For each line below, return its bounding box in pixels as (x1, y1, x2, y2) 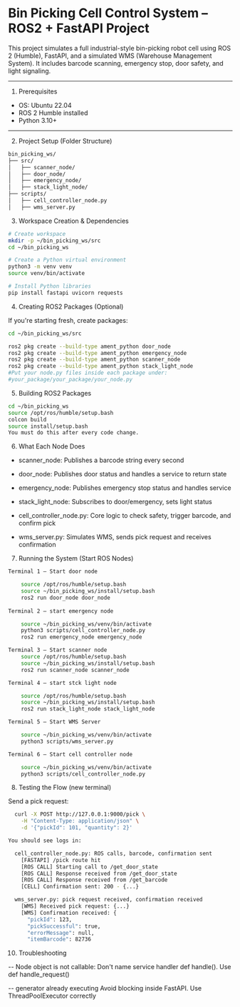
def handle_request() (8, 970, 70, 979)
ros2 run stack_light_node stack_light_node (21, 706, 155, 713)
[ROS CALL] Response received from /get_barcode (21, 876, 168, 883)
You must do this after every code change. (8, 429, 140, 436)
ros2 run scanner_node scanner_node (21, 666, 130, 673)
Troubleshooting (18, 948, 67, 958)
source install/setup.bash (8, 423, 88, 430)
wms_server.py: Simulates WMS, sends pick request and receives (18, 533, 212, 541)
